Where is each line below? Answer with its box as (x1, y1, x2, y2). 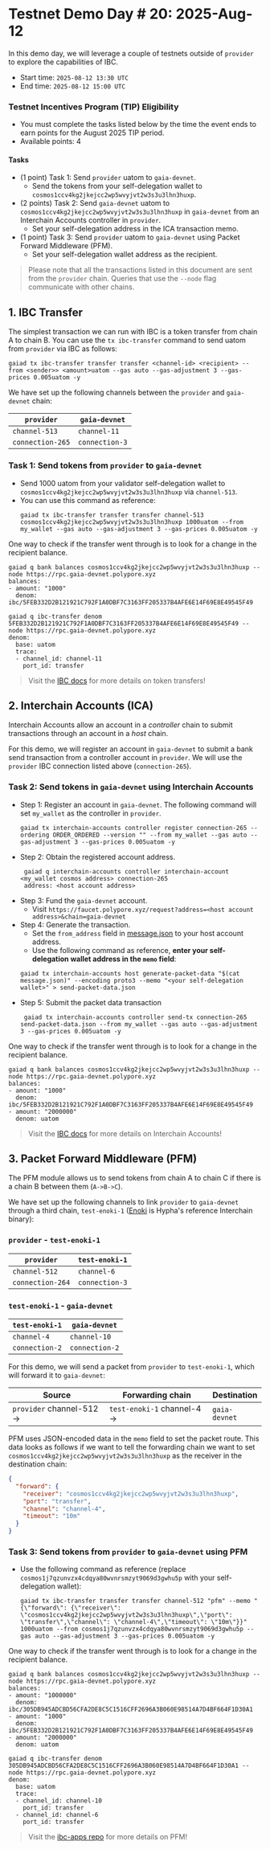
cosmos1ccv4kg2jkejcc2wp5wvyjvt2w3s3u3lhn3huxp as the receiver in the (8, 1451, 243, 1461)
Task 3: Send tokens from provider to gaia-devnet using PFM (8, 1546, 248, 1557)
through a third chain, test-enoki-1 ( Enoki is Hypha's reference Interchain (8, 1206, 253, 1216)
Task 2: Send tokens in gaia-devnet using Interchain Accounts (8, 781, 254, 792)
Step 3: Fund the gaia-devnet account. (19, 895, 148, 905)
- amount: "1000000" (8, 1692, 78, 1700)
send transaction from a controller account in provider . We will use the (8, 753, 243, 763)
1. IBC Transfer (8, 305, 83, 319)
